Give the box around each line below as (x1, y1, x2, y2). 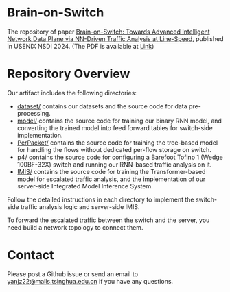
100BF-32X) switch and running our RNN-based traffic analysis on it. (16, 160, 212, 169)
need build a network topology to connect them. (7, 223, 143, 231)
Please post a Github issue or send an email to (7, 269, 139, 278)
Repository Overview (7, 66, 130, 82)
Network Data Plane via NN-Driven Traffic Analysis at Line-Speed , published (7, 34, 224, 42)
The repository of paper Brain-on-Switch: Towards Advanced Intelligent (7, 27, 211, 36)
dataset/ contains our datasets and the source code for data (16, 101, 187, 110)
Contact (7, 247, 54, 263)
